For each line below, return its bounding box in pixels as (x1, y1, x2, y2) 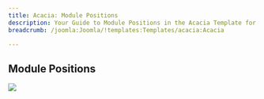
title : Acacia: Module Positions (8, 11, 119, 20)
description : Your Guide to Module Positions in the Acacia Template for (8, 19, 257, 27)
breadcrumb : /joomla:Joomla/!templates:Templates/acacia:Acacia (8, 26, 224, 34)
